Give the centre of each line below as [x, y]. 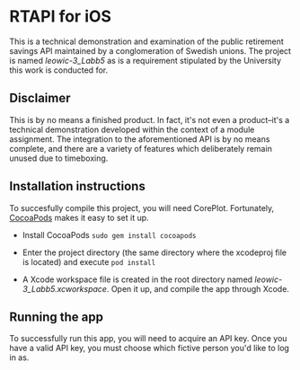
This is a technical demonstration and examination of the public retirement [147, 41]
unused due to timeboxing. [59, 158]
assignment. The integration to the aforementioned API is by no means [140, 139]
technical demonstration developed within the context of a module [132, 129]
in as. [19, 357]
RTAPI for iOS [61, 17]
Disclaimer [40, 98]
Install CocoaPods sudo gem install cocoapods [109, 234]
